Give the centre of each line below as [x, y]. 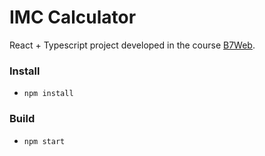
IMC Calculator [73, 17]
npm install [48, 94]
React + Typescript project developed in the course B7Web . [132, 45]
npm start [44, 141]
